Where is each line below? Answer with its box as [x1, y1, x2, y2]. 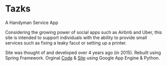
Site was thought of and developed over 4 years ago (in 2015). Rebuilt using [5, 49, 161, 55]
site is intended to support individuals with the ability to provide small [5, 34, 147, 40]
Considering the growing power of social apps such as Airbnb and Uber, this [5, 29, 162, 35]
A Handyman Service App [5, 19, 58, 25]
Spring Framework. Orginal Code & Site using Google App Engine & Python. [5, 54, 160, 60]
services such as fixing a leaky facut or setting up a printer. [5, 39, 127, 45]
